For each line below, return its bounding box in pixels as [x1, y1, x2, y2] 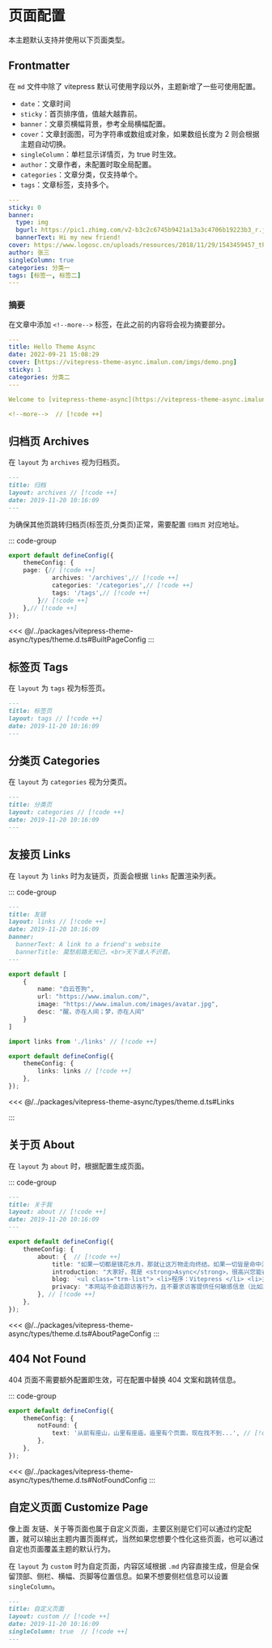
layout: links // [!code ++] [8, 918, 107, 926]
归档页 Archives [8, 434, 90, 448]
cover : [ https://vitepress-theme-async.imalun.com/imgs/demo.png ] [8, 358, 237, 366]
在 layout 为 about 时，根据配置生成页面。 [8, 1161, 149, 1171]
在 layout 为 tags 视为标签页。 [8, 683, 110, 693]
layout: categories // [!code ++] [8, 809, 125, 817]
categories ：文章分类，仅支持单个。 [19, 169, 142, 179]
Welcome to [8, 395, 45, 403]
